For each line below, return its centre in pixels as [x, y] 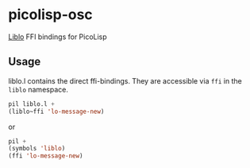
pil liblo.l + [32, 104]
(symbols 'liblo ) [37, 149]
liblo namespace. [38, 89]
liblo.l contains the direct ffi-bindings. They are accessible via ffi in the [125, 80]
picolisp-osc [50, 15]
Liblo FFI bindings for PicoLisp [58, 37]
